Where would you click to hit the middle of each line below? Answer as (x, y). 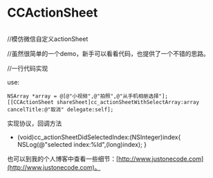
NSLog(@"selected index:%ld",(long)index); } (82, 144)
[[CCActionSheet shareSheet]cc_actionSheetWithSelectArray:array (103, 102)
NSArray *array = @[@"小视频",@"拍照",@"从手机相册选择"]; (87, 96)
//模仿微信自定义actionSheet (48, 39)
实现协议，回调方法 (35, 123)
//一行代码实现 (28, 68)
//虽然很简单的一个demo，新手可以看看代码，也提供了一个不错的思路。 (108, 53)
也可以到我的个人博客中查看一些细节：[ (63, 159)
